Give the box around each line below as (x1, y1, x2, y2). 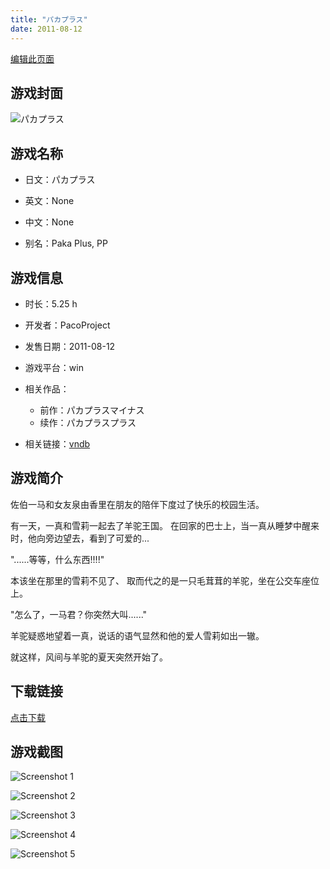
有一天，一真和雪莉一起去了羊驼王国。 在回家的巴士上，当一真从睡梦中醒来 (10, 519, 320, 531)
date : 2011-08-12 (10, 24, 83, 34)
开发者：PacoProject (24, 319, 111, 331)
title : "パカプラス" (10, 14, 88, 25)
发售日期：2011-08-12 (24, 340, 116, 352)
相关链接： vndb (24, 437, 91, 450)
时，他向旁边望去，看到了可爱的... (10, 532, 150, 544)
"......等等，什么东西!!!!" (10, 553, 105, 565)
